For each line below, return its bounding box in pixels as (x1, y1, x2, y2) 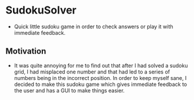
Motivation (5, 46, 47, 56)
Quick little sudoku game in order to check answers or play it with (14, 23, 173, 30)
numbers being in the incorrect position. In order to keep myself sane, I (14, 74, 187, 81)
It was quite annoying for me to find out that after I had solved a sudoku (14, 62, 188, 69)
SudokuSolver (5, 4, 77, 17)
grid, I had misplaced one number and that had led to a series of (14, 68, 170, 75)
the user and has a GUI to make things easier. (14, 86, 125, 94)
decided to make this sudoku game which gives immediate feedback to (14, 81, 187, 88)
